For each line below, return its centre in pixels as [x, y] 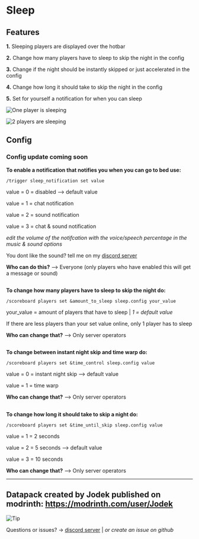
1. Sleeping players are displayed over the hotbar [66, 46]
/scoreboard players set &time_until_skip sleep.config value [84, 425]
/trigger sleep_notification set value [55, 181]
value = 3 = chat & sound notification [51, 226]
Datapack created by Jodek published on [84, 495]
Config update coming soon [47, 157]
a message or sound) [32, 273]
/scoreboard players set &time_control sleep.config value [81, 363]
